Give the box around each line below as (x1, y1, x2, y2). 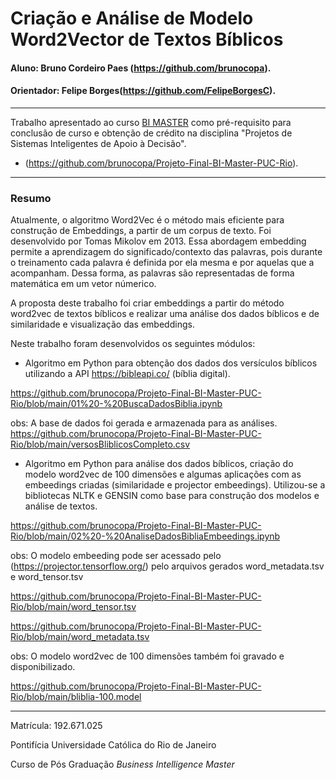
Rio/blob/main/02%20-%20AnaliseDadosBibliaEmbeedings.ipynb (10, 530, 281, 542)
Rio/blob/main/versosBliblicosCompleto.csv (10, 438, 191, 451)
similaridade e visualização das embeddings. (10, 318, 195, 331)
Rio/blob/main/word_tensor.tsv (10, 601, 137, 613)
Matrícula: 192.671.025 (10, 720, 103, 732)
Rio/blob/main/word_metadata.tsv (10, 631, 150, 643)
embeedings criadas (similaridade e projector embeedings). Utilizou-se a (24, 479, 326, 491)
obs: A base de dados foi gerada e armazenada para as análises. (10, 417, 278, 429)
